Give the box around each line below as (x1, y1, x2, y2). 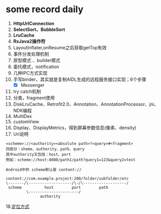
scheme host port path (8, 185, 109, 190)
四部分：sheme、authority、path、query (6, 146, 85, 151)
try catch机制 (13, 88, 41, 95)
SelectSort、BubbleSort (13, 26, 66, 33)
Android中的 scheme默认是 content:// (6, 167, 82, 172)
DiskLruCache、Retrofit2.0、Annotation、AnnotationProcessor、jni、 (13, 101, 159, 107)
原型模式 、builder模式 (13, 57, 60, 63)
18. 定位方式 (6, 203, 30, 209)
